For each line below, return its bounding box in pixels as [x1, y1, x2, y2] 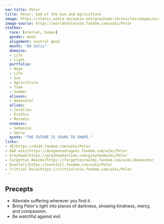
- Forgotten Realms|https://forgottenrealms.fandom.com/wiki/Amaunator [5, 157, 154, 162]
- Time [9, 84, 23, 90]
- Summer [9, 89, 27, 94]
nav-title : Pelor [5, 7, 41, 12]
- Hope [9, 67, 23, 72]
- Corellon [9, 107, 32, 113]
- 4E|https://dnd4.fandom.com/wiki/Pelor [5, 144, 91, 149]
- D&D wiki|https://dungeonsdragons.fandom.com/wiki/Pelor [5, 149, 128, 153]
